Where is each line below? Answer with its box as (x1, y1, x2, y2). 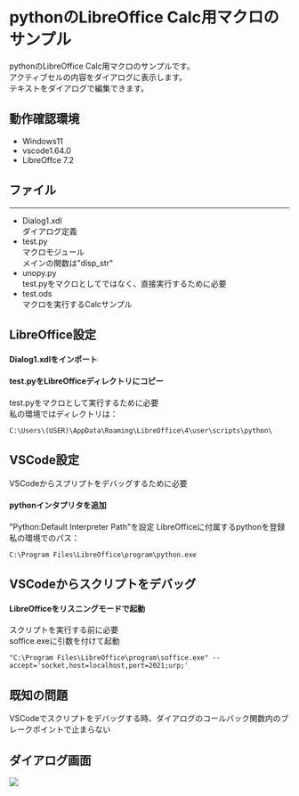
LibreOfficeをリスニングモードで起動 (9, 603, 146, 613)
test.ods (21, 288, 53, 298)
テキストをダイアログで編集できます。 (9, 83, 149, 93)
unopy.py (21, 267, 57, 278)
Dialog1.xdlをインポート (9, 353, 98, 364)
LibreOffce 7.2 (21, 154, 74, 165)
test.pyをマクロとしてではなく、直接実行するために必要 (21, 278, 227, 288)
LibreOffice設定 (9, 327, 97, 342)
